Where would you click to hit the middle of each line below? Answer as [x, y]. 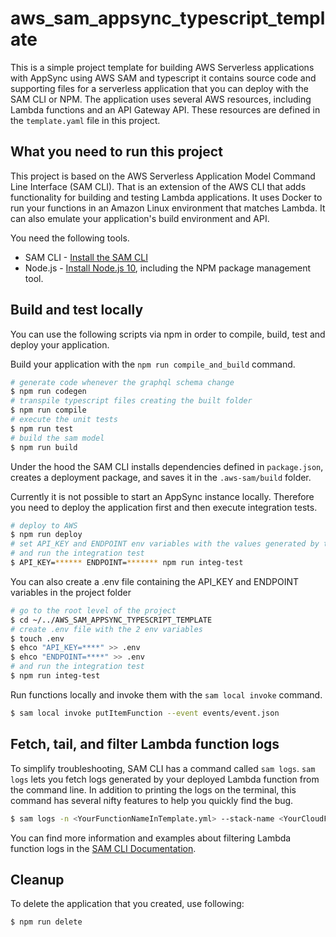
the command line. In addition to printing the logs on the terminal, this [153, 789]
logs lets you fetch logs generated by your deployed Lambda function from [165, 779]
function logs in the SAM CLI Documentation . [103, 848]
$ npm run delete [46, 922]
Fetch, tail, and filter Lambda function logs [145, 744]
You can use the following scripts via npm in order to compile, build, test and [168, 334]
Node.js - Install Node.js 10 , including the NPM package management [168, 268]
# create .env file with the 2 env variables [106, 629]
